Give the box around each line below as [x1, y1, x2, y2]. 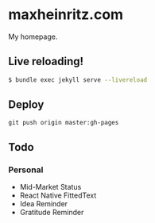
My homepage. [8, 32, 58, 41]
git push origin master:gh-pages [8, 119, 119, 127]
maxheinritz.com [8, 6, 124, 24]
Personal [8, 164, 44, 175]
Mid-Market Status [19, 183, 82, 192]
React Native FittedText [19, 190, 97, 200]
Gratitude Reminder [19, 208, 84, 217]
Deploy [8, 98, 45, 112]
